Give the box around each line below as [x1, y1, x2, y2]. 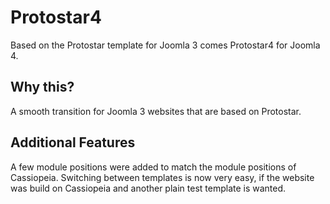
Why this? [10, 79, 75, 96]
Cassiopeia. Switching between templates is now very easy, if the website [10, 171, 315, 183]
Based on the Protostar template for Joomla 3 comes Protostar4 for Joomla [10, 39, 321, 51]
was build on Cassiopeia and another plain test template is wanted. [10, 182, 287, 194]
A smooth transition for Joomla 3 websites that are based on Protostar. [10, 105, 302, 117]
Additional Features [10, 134, 136, 151]
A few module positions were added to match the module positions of [10, 161, 297, 173]
